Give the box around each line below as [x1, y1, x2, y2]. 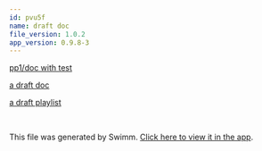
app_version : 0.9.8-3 [9, 38, 90, 47]
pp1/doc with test [9, 63, 73, 73]
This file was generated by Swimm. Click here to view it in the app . [9, 131, 254, 143]
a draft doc [9, 80, 50, 90]
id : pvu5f [9, 13, 46, 22]
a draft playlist [9, 97, 62, 108]
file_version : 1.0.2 [9, 29, 86, 38]
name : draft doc [9, 21, 70, 30]
